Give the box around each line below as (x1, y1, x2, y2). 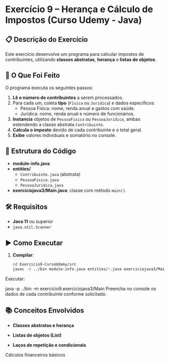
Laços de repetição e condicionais (12, 342, 87, 348)
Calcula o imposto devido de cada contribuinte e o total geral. (12, 127, 143, 133)
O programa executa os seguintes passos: (5, 85, 94, 91)
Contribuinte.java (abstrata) (20, 171, 81, 177)
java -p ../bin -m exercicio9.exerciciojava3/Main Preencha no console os (5, 285, 156, 292)
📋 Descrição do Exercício (5, 35, 88, 44)
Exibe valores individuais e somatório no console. (12, 132, 116, 138)
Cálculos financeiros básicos (5, 351, 66, 358)
